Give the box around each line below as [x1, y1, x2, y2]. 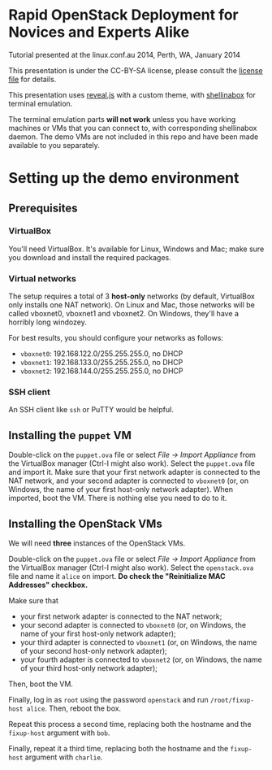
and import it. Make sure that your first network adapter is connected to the [8, 468, 261, 477]
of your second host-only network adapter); [19, 646, 168, 656]
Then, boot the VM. [8, 679, 73, 689]
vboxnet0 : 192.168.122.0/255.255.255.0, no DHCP [19, 349, 183, 359]
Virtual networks [8, 272, 77, 284]
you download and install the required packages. [8, 252, 172, 262]
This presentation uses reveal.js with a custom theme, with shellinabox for [8, 89, 256, 99]
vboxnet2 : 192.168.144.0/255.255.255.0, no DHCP [19, 366, 183, 376]
